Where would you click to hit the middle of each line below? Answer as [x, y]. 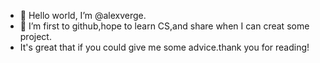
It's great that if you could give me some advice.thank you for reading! [164, 47]
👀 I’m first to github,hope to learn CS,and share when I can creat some [164, 26]
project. [35, 36]
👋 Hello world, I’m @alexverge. [83, 15]
